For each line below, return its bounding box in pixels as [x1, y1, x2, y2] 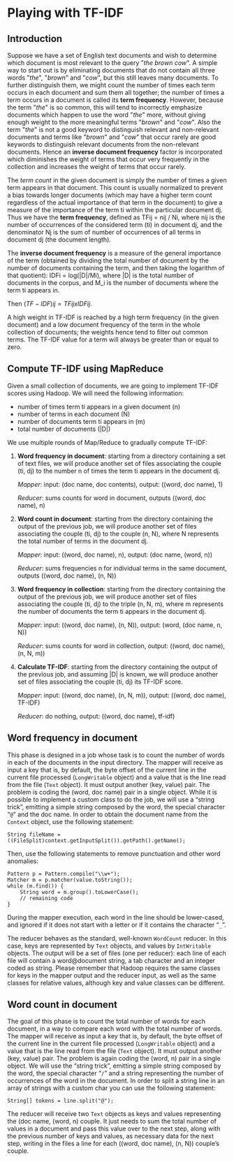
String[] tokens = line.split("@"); [7, 1098, 114, 1105]
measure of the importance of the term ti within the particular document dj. [7, 206, 223, 214]
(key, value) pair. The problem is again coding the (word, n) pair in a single [7, 1054, 221, 1063]
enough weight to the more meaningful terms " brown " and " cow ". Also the [7, 118, 221, 126]
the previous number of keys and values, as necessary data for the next [7, 1132, 214, 1140]
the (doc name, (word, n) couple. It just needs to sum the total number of [7, 1117, 217, 1126]
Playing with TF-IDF [7, 5, 124, 21]
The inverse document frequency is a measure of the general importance [7, 249, 221, 257]
